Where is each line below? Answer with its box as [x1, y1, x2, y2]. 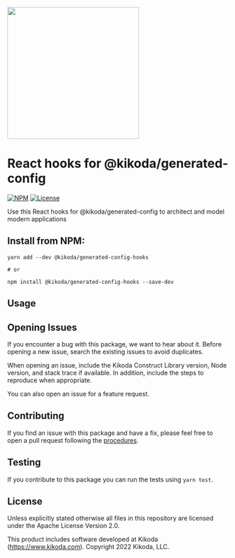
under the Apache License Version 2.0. [7, 521, 120, 530]
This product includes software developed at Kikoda [7, 535, 159, 544]
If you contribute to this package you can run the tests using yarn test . [7, 475, 213, 484]
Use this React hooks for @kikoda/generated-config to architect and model [7, 207, 224, 216]
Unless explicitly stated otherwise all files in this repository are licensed [7, 514, 214, 523]
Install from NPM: [7, 235, 86, 247]
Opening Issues [7, 321, 77, 333]
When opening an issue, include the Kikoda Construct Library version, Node [7, 361, 227, 369]
